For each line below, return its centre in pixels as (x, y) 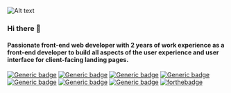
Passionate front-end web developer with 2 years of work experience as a (116, 45)
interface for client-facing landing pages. (68, 59)
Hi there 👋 (24, 28)
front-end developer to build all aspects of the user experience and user (113, 52)
